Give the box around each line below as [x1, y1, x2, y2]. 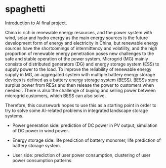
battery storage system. [12, 142, 61, 148]
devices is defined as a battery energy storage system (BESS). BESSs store [5, 77, 159, 83]
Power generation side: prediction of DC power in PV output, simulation [12, 122, 158, 128]
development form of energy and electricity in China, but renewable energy [5, 40, 159, 46]
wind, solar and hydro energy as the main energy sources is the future [5, 35, 148, 41]
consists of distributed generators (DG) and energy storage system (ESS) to [5, 61, 160, 67]
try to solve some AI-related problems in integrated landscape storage [5, 108, 148, 113]
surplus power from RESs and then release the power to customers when [5, 82, 154, 88]
